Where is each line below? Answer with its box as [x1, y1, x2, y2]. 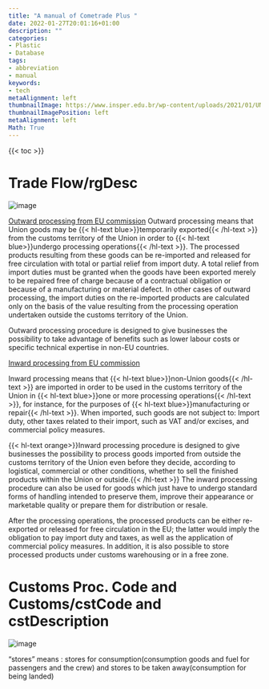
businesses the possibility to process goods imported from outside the [8, 449, 242, 459]
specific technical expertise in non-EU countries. [8, 342, 170, 352]
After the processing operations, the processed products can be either [8, 516, 242, 525]
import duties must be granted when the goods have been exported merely [8, 267, 256, 277]
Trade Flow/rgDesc [8, 173, 139, 192]
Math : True [8, 124, 45, 132]
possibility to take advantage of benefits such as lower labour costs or [8, 334, 240, 344]
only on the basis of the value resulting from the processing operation [8, 301, 239, 311]
